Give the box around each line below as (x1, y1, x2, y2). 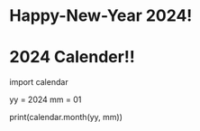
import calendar (9, 77, 69, 88)
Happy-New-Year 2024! (9, 5, 193, 26)
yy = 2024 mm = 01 (9, 94, 82, 105)
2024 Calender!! (9, 47, 135, 68)
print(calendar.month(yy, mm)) (9, 112, 123, 123)
